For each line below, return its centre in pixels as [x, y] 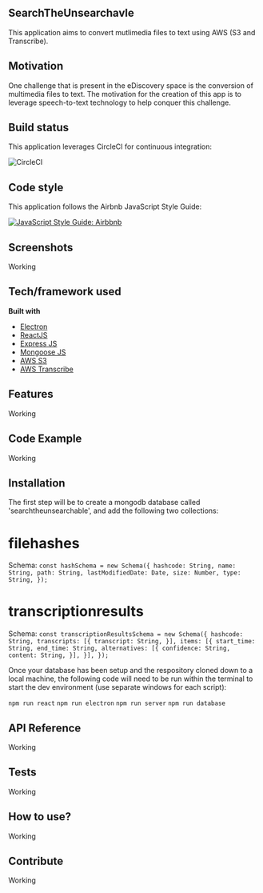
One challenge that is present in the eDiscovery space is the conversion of [131, 85]
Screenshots [41, 247]
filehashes [44, 543]
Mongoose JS [43, 352]
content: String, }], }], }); [59, 655]
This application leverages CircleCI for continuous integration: [110, 146]
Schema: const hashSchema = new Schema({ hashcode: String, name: [122, 565]
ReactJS [34, 334]
